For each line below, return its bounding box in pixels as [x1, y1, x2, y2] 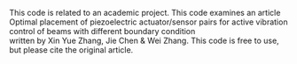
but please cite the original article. [9, 45, 134, 55]
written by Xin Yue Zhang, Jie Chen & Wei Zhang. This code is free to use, [9, 35, 279, 46]
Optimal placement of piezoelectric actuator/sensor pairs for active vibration [9, 17, 288, 27]
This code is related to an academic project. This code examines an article [9, 8, 281, 18]
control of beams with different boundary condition [9, 26, 196, 36]
